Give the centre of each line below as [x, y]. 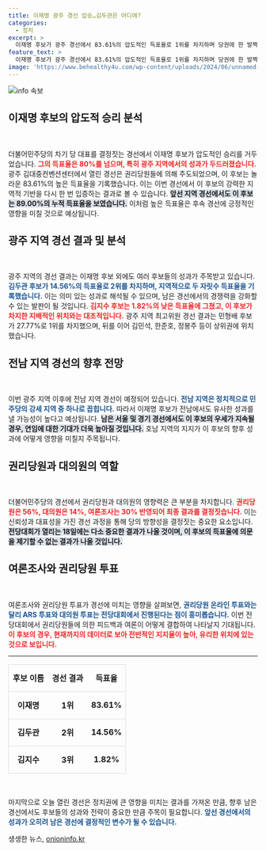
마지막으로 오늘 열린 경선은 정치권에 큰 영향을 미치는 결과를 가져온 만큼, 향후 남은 [133, 802]
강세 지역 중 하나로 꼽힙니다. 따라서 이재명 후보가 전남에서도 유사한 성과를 [141, 409]
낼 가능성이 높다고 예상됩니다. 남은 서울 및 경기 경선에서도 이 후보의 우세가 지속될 [131, 419]
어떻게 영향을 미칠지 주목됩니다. [71, 439]
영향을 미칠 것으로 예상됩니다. [54, 213]
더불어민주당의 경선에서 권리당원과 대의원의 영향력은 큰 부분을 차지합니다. [122, 502]
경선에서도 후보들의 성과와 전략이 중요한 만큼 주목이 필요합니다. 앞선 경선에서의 [129, 811]
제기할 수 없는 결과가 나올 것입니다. [69, 541]
